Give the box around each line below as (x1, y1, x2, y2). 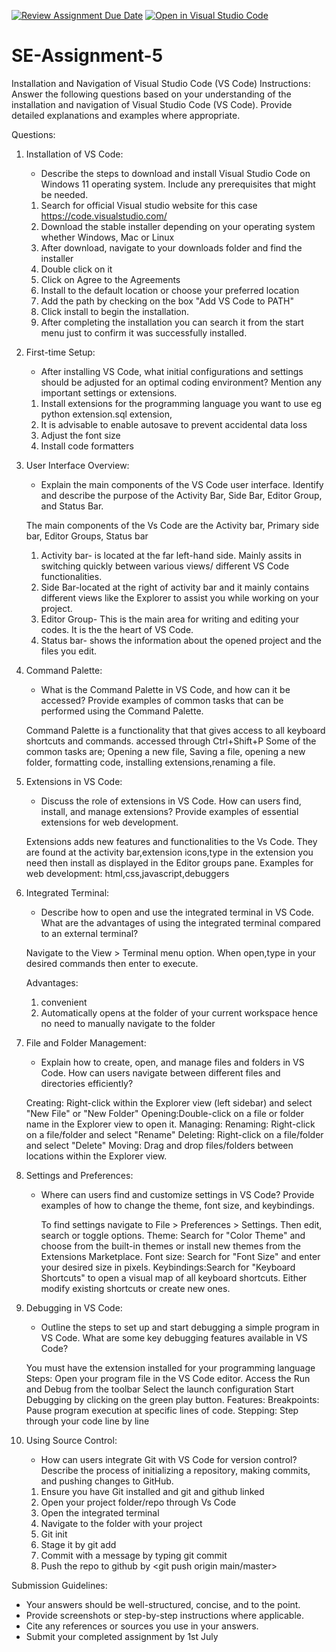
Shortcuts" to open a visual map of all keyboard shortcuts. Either (40, 1271, 308, 1284)
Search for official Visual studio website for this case (40, 199, 258, 211)
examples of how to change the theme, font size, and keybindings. (40, 1199, 315, 1211)
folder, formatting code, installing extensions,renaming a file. (25, 756, 276, 768)
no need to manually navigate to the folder (40, 1017, 216, 1029)
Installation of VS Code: (25, 148, 124, 160)
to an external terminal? (40, 927, 139, 939)
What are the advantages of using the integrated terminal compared (40, 916, 321, 929)
